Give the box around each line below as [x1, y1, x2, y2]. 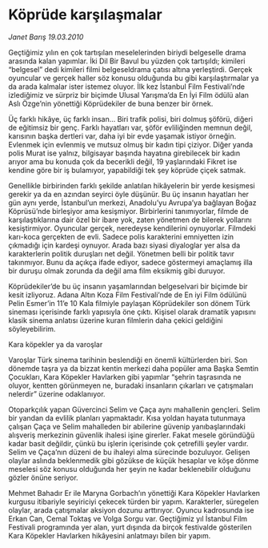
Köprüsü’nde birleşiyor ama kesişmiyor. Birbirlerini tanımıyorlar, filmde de [8, 206, 250, 216]
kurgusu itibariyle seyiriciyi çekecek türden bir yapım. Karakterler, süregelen [8, 497, 259, 506]
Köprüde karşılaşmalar [8, 6, 162, 24]
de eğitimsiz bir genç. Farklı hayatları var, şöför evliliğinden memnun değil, [8, 123, 253, 132]
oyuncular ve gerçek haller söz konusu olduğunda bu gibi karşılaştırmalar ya [8, 73, 259, 83]
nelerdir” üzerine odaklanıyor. [8, 389, 106, 398]
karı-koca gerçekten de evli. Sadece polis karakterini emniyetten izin [8, 232, 234, 241]
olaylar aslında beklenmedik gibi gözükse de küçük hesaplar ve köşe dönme [8, 455, 259, 465]
